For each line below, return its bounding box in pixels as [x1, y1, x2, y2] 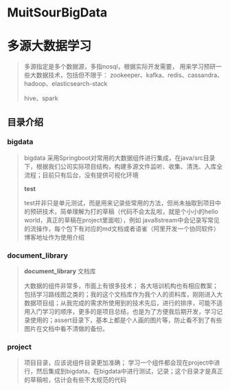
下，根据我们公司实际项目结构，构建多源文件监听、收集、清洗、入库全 [23, 162, 223, 170]
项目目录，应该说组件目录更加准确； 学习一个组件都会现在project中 [23, 358, 214, 367]
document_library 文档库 [23, 267, 96, 275]
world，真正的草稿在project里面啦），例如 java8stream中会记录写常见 [23, 216, 220, 224]
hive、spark [23, 94, 58, 102]
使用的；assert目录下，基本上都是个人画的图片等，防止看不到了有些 [30, 316, 222, 324]
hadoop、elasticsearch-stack [23, 80, 108, 88]
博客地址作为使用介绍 [23, 233, 84, 241]
